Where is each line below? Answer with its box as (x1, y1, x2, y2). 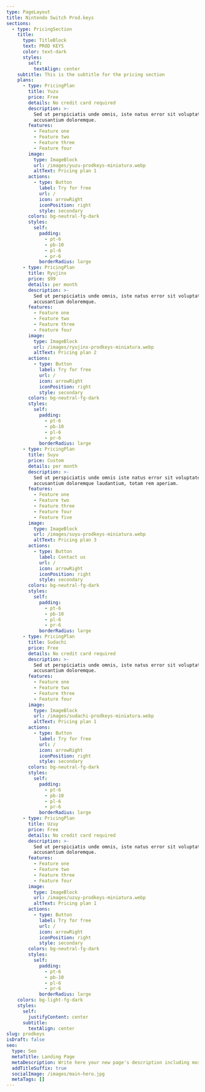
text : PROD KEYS (22, 43, 64, 49)
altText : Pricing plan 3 (33, 537, 97, 544)
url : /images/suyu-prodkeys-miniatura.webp (33, 531, 146, 537)
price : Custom (28, 457, 64, 464)
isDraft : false (6, 1036, 45, 1043)
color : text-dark (22, 49, 67, 55)
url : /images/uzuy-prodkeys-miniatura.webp (33, 895, 146, 901)
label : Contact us (38, 554, 86, 560)
